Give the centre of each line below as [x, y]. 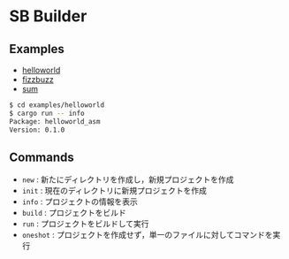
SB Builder [48, 16]
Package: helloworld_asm [55, 121]
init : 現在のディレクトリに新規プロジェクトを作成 [114, 191]
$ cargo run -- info [47, 113]
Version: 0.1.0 [37, 130]
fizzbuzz [38, 80]
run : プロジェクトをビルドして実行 [85, 224]
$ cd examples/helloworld [57, 105]
